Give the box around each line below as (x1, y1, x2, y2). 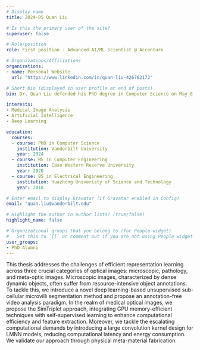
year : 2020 (17, 168, 44, 174)
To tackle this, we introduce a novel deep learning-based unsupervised (6, 286, 181, 293)
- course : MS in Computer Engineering (11, 156, 108, 163)
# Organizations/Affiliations (6, 58, 82, 64)
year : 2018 (17, 185, 44, 191)
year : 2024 (17, 151, 44, 157)
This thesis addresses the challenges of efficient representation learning (6, 261, 184, 268)
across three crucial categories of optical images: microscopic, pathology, (6, 267, 188, 275)
